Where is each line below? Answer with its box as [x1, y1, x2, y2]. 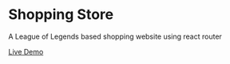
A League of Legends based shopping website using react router [8, 32, 222, 41]
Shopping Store [8, 6, 114, 24]
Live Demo [8, 47, 44, 56]
